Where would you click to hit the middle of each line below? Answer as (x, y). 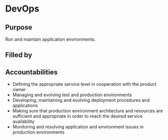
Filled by (19, 55)
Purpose (19, 27)
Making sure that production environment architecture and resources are (88, 111)
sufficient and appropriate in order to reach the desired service (77, 116)
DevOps (22, 9)
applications (25, 105)
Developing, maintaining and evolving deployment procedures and (81, 100)
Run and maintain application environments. (51, 39)
